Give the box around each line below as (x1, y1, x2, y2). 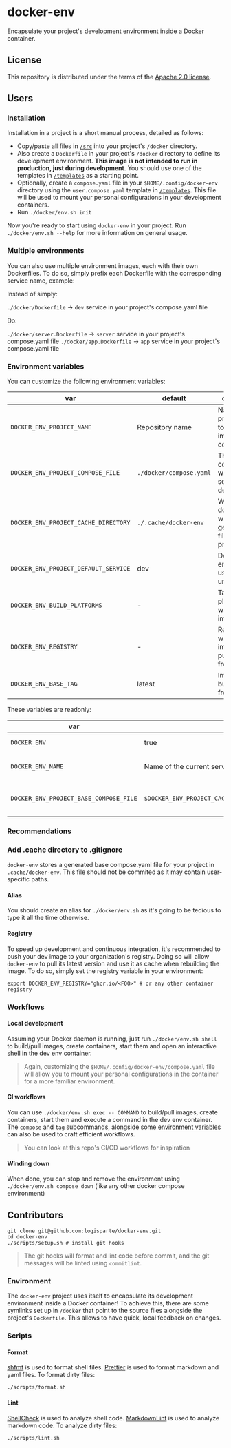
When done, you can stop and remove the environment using (7, 1174, 181, 1183)
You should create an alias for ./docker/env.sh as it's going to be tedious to (7, 906, 221, 915)
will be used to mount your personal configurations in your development (16, 194, 221, 202)
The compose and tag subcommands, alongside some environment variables (7, 1123, 221, 1131)
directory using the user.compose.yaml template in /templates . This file (16, 186, 217, 194)
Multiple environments (7, 246, 85, 256)
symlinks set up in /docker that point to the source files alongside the (7, 1307, 203, 1315)
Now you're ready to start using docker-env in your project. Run (7, 221, 187, 230)
